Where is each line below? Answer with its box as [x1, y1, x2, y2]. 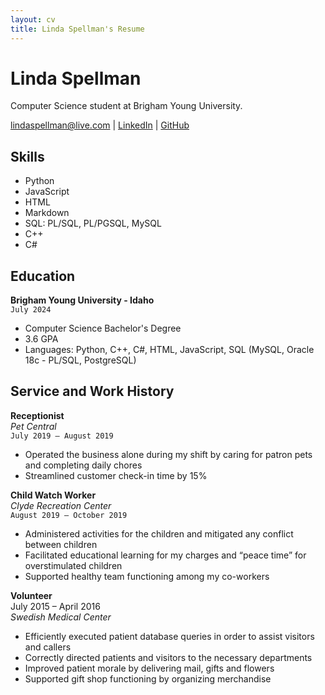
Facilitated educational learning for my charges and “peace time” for [24, 549, 307, 561]
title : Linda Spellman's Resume [10, 24, 145, 34]
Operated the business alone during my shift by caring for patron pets [24, 448, 313, 460]
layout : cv [10, 14, 56, 25]
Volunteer [10, 589, 53, 601]
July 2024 [10, 305, 52, 315]
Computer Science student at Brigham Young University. [10, 100, 243, 112]
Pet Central [10, 420, 57, 432]
